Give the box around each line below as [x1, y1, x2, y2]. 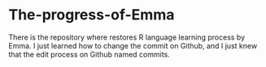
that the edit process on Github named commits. [8, 49, 171, 59]
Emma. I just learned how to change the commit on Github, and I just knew [8, 40, 258, 50]
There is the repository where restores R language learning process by [8, 32, 246, 42]
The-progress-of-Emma [8, 6, 175, 24]
